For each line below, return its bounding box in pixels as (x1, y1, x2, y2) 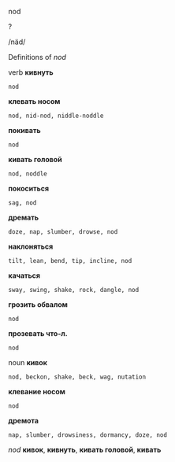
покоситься (8, 184, 50, 193)
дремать (8, 213, 39, 222)
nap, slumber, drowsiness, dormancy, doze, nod (8, 431, 168, 439)
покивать (8, 126, 41, 135)
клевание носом (8, 387, 65, 396)
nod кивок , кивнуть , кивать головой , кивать (8, 445, 162, 454)
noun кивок (8, 358, 47, 367)
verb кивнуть (8, 68, 54, 77)
